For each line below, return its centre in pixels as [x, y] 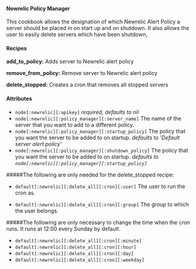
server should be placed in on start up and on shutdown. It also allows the [98, 28]
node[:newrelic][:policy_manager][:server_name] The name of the [98, 118]
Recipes [17, 48]
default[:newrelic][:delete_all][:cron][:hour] [75, 247]
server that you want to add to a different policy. [74, 125]
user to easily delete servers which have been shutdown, [77, 35]
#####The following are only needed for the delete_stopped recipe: [90, 175]
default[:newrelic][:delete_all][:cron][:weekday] [80, 260]
